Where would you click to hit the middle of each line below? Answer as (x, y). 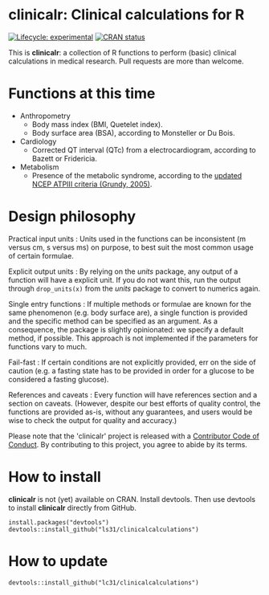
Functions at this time (82, 94)
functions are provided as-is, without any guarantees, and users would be (130, 412)
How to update (58, 561)
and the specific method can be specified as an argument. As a (113, 321)
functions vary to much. (48, 346)
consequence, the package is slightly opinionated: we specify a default (126, 329)
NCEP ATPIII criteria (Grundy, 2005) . (92, 184)
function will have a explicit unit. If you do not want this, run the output (124, 279)
